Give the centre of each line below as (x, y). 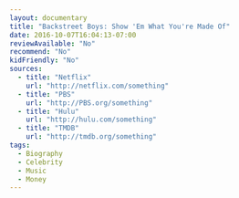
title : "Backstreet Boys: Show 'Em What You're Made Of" (120, 26)
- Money (32, 179)
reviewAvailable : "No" (52, 43)
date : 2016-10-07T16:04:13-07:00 (73, 35)
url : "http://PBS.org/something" (89, 103)
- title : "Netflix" (55, 78)
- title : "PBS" (47, 94)
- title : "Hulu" (48, 111)
